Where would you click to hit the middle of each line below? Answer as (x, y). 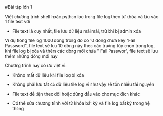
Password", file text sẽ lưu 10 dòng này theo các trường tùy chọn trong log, (80, 46)
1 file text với (18, 22)
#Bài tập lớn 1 (18, 7)
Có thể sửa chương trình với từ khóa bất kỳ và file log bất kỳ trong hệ (81, 103)
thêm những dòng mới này (31, 56)
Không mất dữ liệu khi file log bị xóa (48, 75)
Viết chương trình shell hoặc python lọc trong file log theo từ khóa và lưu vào (82, 16)
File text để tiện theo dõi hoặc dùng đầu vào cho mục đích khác (76, 94)
